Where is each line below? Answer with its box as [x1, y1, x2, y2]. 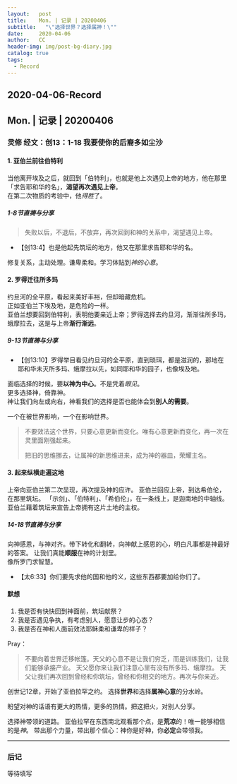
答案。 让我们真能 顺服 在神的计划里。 [13, 548, 121, 557]
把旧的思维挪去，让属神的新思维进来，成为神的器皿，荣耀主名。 [24, 451, 210, 459]
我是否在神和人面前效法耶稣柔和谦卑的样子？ [17, 624, 148, 633]
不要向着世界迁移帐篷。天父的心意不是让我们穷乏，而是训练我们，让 [24, 655, 223, 663]
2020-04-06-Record [7, 89, 102, 101]
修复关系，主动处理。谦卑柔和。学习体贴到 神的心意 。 [7, 258, 162, 266]
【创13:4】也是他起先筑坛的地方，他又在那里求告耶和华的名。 [17, 243, 197, 251]
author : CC [7, 37, 46, 44]
